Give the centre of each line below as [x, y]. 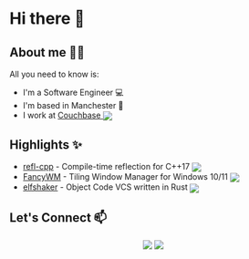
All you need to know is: [54, 74]
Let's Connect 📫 [58, 218]
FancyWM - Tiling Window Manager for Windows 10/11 [125, 177]
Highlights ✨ [46, 145]
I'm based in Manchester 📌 [73, 105]
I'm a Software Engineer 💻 [73, 92]
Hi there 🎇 [47, 19]
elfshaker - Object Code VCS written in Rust [105, 187]
